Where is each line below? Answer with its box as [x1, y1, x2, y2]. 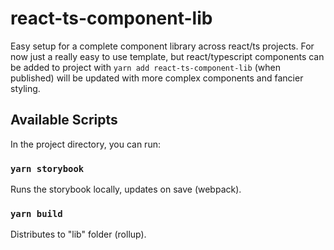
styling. [10, 82, 41, 94]
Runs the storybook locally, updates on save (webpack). [10, 183, 242, 196]
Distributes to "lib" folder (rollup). [10, 228, 147, 241]
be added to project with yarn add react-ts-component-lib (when [10, 61, 281, 73]
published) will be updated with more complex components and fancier [10, 72, 304, 84]
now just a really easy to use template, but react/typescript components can [10, 50, 325, 62]
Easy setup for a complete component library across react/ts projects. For [10, 40, 315, 52]
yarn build [10, 208, 63, 219]
